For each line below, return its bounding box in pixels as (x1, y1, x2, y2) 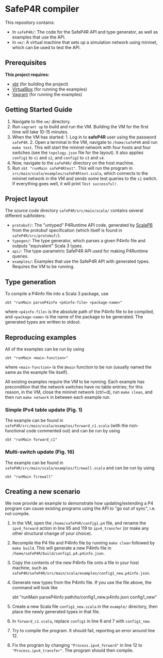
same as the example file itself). (5, 369, 69, 375)
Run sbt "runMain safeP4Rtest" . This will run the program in (12, 165, 133, 171)
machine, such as (12, 565, 48, 571)
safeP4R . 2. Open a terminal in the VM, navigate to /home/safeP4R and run (12, 139, 158, 145)
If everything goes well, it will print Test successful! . (12, 180, 118, 186)
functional (5, 428, 25, 434)
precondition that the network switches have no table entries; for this (5, 384, 143, 389)
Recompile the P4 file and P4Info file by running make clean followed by (12, 540, 155, 546)
